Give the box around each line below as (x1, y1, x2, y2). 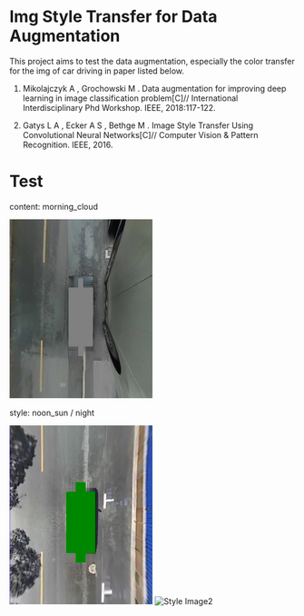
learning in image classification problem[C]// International (22, 93, 239, 104)
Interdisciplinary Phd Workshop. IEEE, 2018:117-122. (22, 102, 216, 113)
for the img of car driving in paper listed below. (9, 65, 184, 76)
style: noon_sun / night (9, 407, 95, 418)
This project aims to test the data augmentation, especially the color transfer (9, 55, 295, 66)
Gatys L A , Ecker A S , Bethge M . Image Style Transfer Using (22, 120, 254, 131)
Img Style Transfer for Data (9, 6, 218, 27)
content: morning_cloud (9, 201, 98, 212)
